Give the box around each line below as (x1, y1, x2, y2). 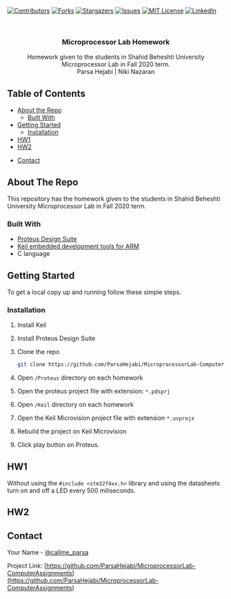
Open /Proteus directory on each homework (17, 374, 143, 382)
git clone (17, 361, 46, 368)
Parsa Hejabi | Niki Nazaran (77, 68, 155, 76)
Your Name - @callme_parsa (7, 549, 89, 557)
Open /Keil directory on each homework (17, 400, 134, 409)
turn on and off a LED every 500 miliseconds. (7, 486, 136, 495)
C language (17, 250, 50, 258)
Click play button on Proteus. (17, 441, 100, 449)
